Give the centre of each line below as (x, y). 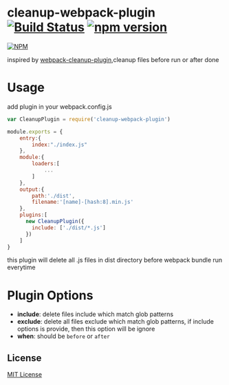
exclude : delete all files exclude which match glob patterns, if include (116, 322)
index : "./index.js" (60, 145)
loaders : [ (46, 164)
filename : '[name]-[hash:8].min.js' (83, 202)
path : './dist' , (54, 196)
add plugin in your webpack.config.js (59, 106)
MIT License (25, 375)
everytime (21, 267)
